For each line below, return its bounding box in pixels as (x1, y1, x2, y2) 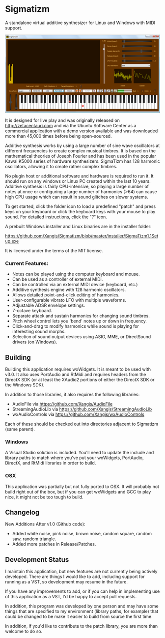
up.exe (5, 238, 19, 244)
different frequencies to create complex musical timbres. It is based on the (5, 147, 156, 153)
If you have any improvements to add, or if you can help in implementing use (5, 588, 160, 594)
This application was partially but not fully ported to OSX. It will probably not (5, 483, 160, 490)
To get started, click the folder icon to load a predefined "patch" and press (5, 203, 156, 209)
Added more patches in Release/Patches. (12, 541, 96, 547)
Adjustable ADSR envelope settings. (12, 302, 85, 308)
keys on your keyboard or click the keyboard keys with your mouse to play (5, 208, 156, 214)
